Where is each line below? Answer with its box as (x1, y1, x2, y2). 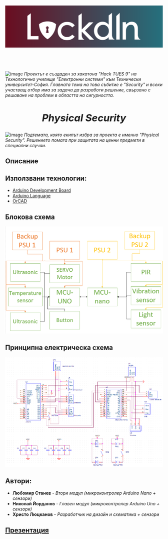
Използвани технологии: (5, 174, 87, 182)
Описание (5, 157, 38, 166)
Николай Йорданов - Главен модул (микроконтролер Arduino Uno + (12, 501, 160, 507)
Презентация (5, 526, 49, 534)
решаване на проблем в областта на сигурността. (5, 92, 114, 98)
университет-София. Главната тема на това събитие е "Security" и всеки (5, 81, 162, 87)
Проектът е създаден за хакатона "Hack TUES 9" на (24, 71, 137, 77)
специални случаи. (5, 142, 46, 148)
